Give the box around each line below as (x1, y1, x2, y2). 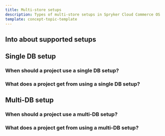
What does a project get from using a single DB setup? (5, 80, 140, 87)
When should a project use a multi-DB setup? (5, 111, 118, 118)
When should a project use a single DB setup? (5, 67, 119, 74)
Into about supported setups (5, 35, 96, 43)
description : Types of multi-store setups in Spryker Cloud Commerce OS (5, 12, 160, 17)
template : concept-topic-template (5, 16, 78, 21)
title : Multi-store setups (5, 7, 62, 12)
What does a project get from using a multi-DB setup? (5, 124, 139, 131)
